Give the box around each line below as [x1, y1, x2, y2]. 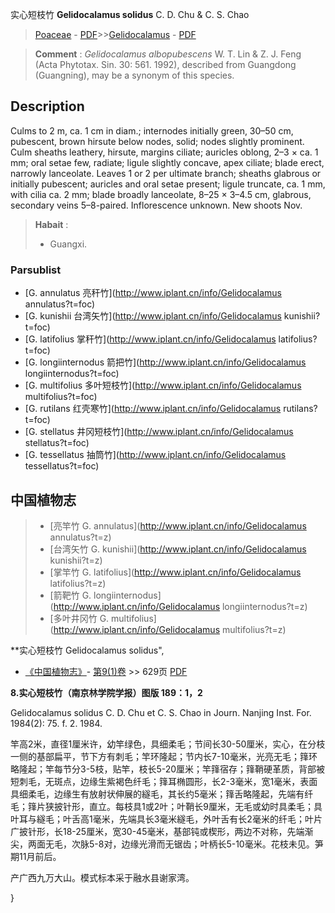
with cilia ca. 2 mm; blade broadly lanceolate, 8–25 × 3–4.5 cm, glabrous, [10, 188, 312, 200]
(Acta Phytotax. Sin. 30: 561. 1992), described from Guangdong [34, 59, 297, 70]
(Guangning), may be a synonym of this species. [34, 69, 235, 81]
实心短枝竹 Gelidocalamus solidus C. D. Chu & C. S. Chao [10, 9, 250, 20]
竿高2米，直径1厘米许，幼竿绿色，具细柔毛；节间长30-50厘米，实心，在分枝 [10, 738, 326, 750]
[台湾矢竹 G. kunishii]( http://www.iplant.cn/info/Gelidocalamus [49, 543, 307, 555]
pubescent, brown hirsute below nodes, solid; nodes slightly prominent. [10, 135, 305, 147]
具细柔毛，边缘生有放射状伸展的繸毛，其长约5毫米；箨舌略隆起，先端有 [10, 788, 305, 800]
